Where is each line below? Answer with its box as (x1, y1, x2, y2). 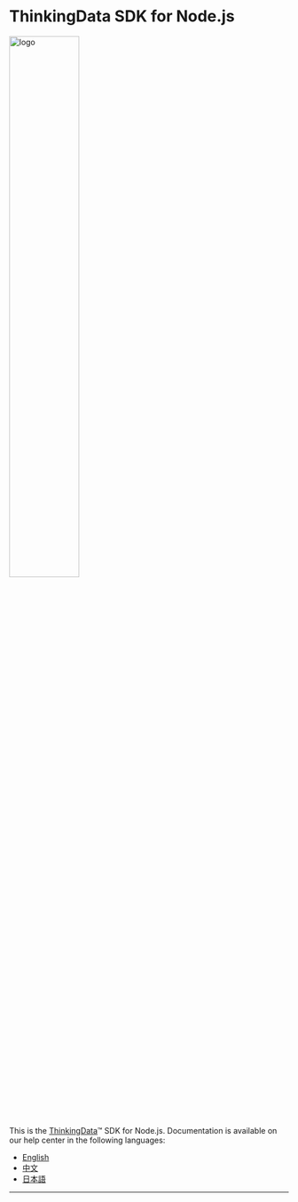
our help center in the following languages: (9, 1135, 166, 1145)
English (21, 1151, 50, 1162)
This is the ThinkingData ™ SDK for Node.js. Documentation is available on (9, 1125, 278, 1135)
